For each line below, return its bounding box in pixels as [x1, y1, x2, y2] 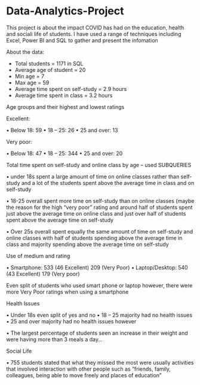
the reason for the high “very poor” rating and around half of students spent [6, 204, 193, 211]
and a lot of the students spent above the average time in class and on [21, 179, 195, 186]
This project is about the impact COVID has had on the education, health [6, 24, 184, 31]
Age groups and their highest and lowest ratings [6, 103, 125, 110]
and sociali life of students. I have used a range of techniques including [6, 30, 181, 37]
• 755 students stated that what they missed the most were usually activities [6, 359, 194, 366]
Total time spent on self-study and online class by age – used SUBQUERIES [6, 161, 192, 168]
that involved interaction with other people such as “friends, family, [6, 365, 171, 372]
